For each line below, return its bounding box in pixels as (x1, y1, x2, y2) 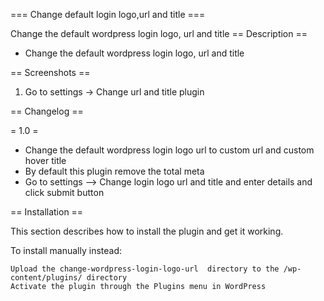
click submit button (24, 187, 105, 198)
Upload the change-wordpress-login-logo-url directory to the (10, 264, 280, 274)
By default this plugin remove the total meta (24, 165, 205, 177)
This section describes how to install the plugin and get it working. (10, 225, 284, 237)
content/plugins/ (10, 273, 83, 283)
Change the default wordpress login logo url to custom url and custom (24, 144, 315, 156)
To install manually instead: (10, 245, 123, 256)
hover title (24, 155, 67, 166)
